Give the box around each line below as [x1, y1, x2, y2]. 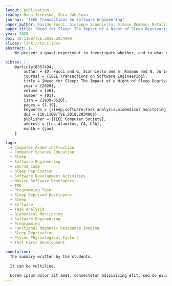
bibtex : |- [5, 59, 29, 64]
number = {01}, [24, 93, 56, 98]
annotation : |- [5, 249, 38, 254]
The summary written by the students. [10, 254, 93, 259]
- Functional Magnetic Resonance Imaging [10, 226, 100, 231]
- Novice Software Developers [10, 178, 74, 183]
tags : [5, 140, 17, 145]
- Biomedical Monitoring [10, 211, 63, 216]
